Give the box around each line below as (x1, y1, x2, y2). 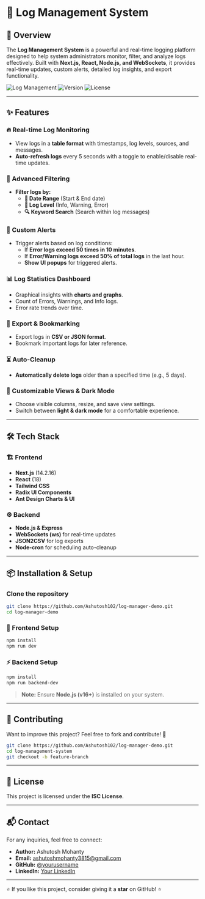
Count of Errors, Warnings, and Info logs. (15, 297, 118, 305)
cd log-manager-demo (6, 609, 59, 615)
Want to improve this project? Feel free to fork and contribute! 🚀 (6, 730, 167, 738)
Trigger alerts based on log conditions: (15, 240, 113, 247)
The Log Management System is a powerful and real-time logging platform (6, 46, 196, 53)
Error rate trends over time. (15, 304, 84, 311)
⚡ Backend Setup (6, 657, 58, 666)
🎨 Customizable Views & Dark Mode (6, 387, 115, 395)
